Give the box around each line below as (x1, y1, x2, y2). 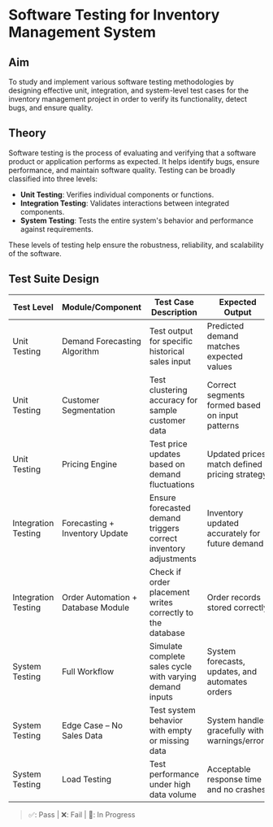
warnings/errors (206, 734, 269, 746)
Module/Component (62, 301, 142, 312)
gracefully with (206, 725, 264, 736)
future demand (206, 538, 264, 549)
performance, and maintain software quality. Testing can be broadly (8, 165, 236, 175)
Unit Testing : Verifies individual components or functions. (19, 189, 214, 199)
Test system (149, 704, 197, 716)
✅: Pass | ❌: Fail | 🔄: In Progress (28, 809, 136, 819)
